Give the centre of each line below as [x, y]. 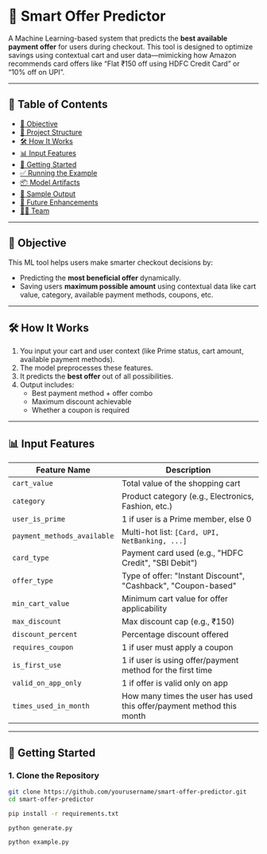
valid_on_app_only [47, 683]
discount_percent [45, 635]
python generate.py [41, 828]
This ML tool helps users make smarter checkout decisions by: [110, 262]
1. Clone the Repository [54, 775]
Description [188, 470]
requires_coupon [43, 648]
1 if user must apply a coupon [178, 647]
